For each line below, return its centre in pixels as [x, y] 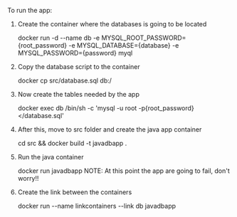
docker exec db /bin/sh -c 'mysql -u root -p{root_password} [106, 108]
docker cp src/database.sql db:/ [65, 80]
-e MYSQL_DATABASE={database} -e [124, 45]
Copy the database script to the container [79, 67]
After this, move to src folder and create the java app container [110, 129]
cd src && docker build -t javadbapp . [72, 143]
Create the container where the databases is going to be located [112, 24]
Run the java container [51, 157]
